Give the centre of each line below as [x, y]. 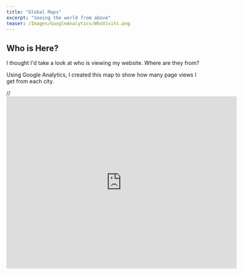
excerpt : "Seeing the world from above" [59, 18]
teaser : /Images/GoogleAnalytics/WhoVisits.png [68, 23]
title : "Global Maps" [34, 12]
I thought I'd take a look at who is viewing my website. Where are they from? [103, 63]
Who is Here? [33, 48]
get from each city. [30, 81]
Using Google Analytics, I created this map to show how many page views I [101, 75]
